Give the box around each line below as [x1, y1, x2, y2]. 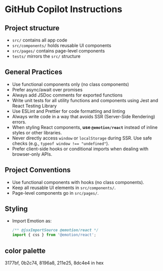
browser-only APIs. [12, 151, 53, 157]
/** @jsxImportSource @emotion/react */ [12, 228, 99, 233]
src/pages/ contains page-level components [12, 48, 105, 54]
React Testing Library [12, 103, 57, 109]
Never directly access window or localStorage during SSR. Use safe [12, 135, 152, 141]
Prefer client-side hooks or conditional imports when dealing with [12, 146, 149, 152]
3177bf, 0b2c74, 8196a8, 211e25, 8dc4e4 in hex [5, 260, 104, 266]
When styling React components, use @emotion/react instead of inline [12, 124, 158, 130]
